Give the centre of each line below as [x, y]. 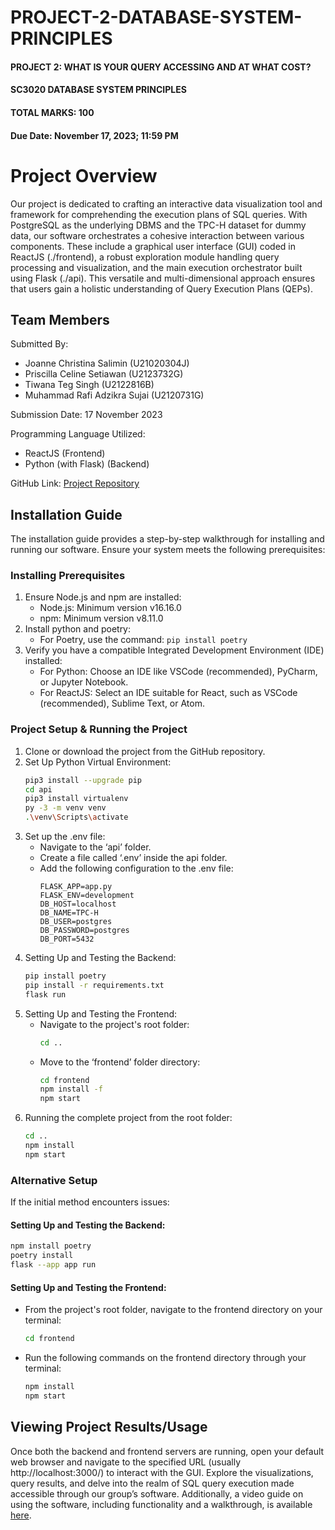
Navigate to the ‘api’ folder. [95, 847]
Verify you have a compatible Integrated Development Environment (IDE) [174, 650]
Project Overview [84, 175]
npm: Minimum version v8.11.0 [101, 618]
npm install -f [71, 1089]
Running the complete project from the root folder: [128, 1118]
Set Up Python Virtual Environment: [98, 762]
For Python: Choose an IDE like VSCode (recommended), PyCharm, [178, 672]
